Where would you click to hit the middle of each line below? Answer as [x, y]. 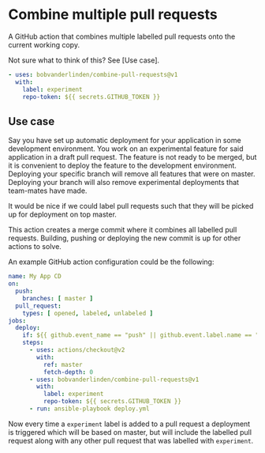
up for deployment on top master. [62, 214]
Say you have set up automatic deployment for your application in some [125, 141]
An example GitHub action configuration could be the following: [111, 262]
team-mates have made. [48, 191]
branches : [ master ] [58, 298]
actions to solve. [35, 247]
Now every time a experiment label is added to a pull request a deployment [129, 424]
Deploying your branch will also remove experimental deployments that [123, 183]
